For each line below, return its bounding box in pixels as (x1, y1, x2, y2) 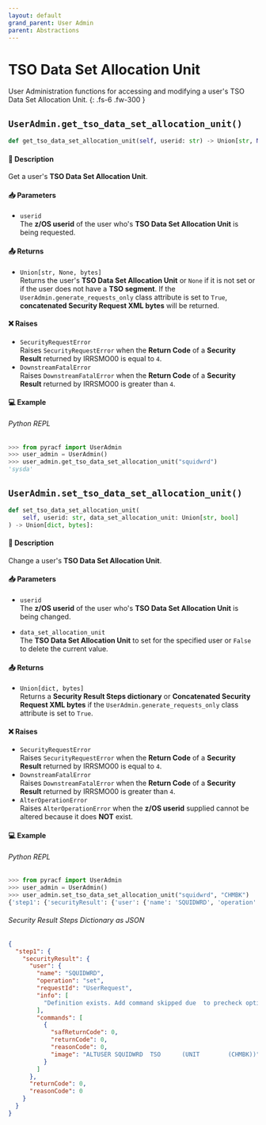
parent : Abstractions (8, 26, 80, 34)
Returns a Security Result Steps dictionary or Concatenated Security (19, 692, 251, 701)
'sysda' (8, 465, 34, 474)
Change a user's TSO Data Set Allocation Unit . (8, 555, 162, 565)
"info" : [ (36, 991, 69, 999)
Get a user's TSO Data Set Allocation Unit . (8, 172, 148, 181)
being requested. (19, 227, 76, 238)
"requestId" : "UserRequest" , (36, 984, 133, 993)
